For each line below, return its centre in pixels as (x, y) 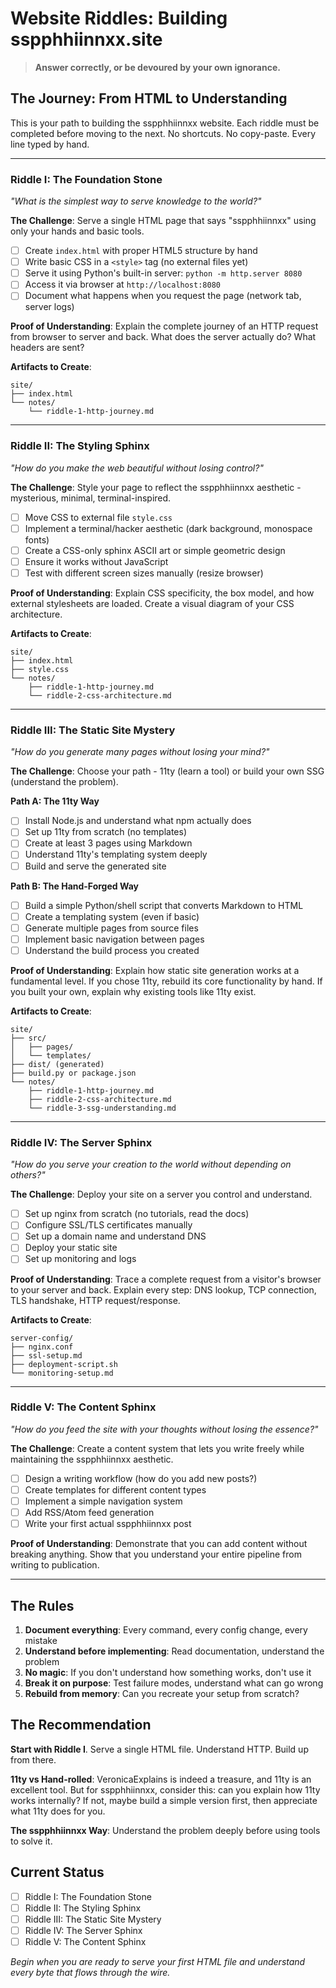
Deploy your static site (71, 1248)
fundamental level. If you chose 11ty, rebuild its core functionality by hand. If (166, 981)
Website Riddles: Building (119, 18)
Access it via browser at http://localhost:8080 (122, 284)
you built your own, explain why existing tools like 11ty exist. (133, 991)
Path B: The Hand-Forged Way (74, 886)
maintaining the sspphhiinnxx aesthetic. (92, 1459)
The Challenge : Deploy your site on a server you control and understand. (161, 1194)
